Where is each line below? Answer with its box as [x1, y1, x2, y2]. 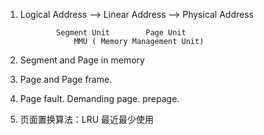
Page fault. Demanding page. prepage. [19, 93, 180, 104]
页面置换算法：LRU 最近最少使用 [19, 114, 155, 125]
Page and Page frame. [19, 74, 113, 85]
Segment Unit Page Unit [56, 28, 187, 38]
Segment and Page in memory [19, 54, 145, 66]
